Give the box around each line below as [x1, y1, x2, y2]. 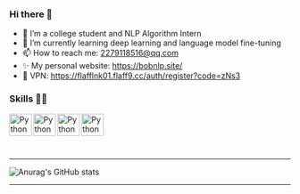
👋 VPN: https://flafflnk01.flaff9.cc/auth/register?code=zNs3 [21, 70, 241, 81]
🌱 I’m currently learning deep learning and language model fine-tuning [21, 37, 281, 48]
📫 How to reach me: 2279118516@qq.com [21, 48, 179, 59]
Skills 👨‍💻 [9, 93, 48, 105]
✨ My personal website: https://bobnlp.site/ [21, 61, 183, 71]
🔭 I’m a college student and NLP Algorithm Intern [21, 28, 203, 39]
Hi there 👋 [9, 8, 54, 20]
